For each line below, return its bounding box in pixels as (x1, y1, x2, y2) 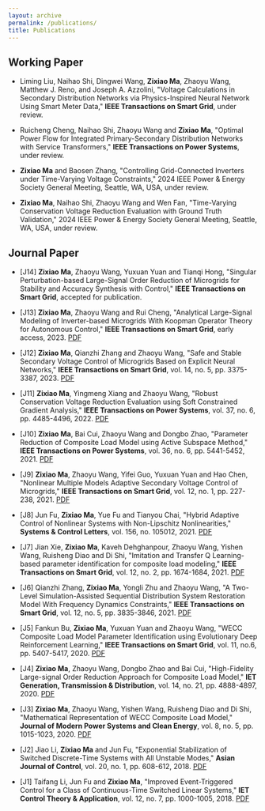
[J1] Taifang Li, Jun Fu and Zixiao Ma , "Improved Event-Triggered (19, 777, 233, 786)
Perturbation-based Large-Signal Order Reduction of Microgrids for (19, 276, 240, 285)
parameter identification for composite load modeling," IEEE (42, 559, 237, 568)
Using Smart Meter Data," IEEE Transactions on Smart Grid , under (19, 102, 237, 111)
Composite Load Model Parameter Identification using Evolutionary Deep (19, 632, 258, 641)
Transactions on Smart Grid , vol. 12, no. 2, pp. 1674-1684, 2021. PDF (19, 568, 245, 577)
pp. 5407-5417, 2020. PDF (19, 649, 105, 658)
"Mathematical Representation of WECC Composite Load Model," (19, 713, 233, 722)
